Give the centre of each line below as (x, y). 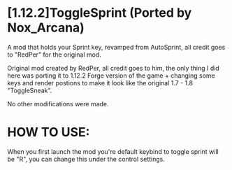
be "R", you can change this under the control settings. (86, 159)
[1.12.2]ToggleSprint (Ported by (100, 13)
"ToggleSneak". (30, 90)
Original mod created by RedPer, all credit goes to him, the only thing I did (114, 68)
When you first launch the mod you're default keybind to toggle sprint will (113, 151)
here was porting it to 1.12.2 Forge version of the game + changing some (111, 76)
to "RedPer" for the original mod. (54, 55)
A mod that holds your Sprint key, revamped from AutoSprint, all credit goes (116, 47)
